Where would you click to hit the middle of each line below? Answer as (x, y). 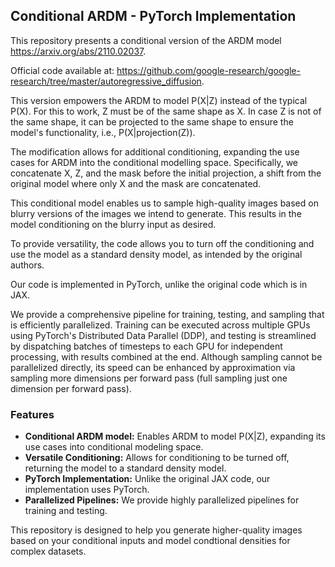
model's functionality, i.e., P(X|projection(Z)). (103, 132)
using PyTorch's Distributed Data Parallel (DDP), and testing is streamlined (163, 335)
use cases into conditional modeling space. (114, 447)
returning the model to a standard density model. (125, 468)
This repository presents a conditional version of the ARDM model (146, 40)
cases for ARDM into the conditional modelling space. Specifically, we (154, 162)
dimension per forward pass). (71, 388)
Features (32, 414)
